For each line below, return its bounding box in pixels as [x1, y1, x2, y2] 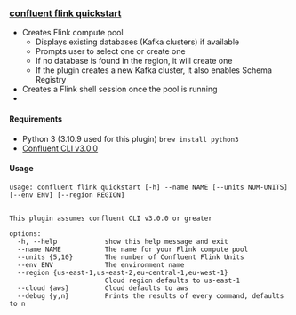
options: [9, 229, 42, 238]
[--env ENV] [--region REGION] [9, 190, 125, 200]
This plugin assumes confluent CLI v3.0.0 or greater [9, 214, 213, 223]
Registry [35, 75, 67, 85]
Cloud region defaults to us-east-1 [104, 276, 241, 285]
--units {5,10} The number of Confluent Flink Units [17, 252, 244, 262]
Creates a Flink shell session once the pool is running [21, 83, 218, 95]
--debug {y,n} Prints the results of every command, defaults [17, 291, 284, 300]
